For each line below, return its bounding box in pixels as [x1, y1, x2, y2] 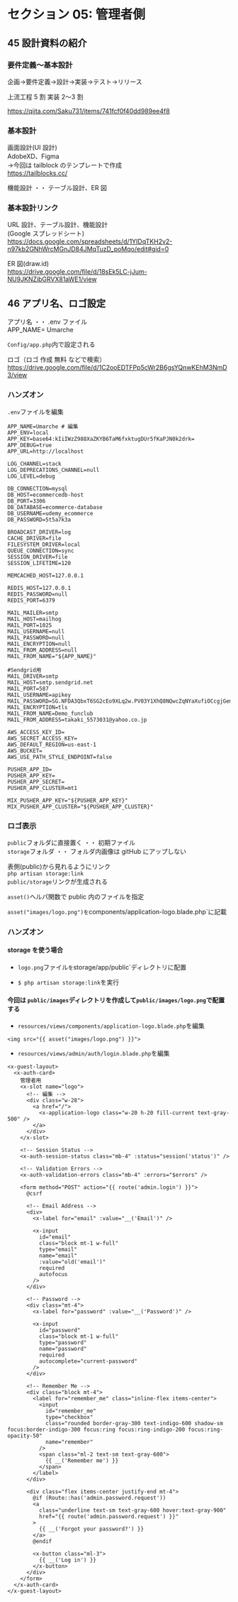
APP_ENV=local [7, 429, 50, 437]
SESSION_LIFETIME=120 [7, 559, 72, 566]
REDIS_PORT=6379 [7, 597, 55, 604]
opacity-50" [7, 1432, 42, 1439]
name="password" [38, 1346, 87, 1353]
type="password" [38, 1339, 87, 1346]
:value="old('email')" [38, 1258, 106, 1266]
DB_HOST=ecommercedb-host [7, 491, 84, 498]
